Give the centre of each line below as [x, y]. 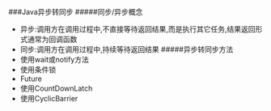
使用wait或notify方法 [54, 60]
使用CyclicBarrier [49, 98]
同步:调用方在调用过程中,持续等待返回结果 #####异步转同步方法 [127, 49]
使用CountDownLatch [56, 88]
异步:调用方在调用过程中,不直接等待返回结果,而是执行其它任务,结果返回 [138, 29]
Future [31, 79]
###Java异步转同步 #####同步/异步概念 [76, 12]
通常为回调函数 [52, 39]
